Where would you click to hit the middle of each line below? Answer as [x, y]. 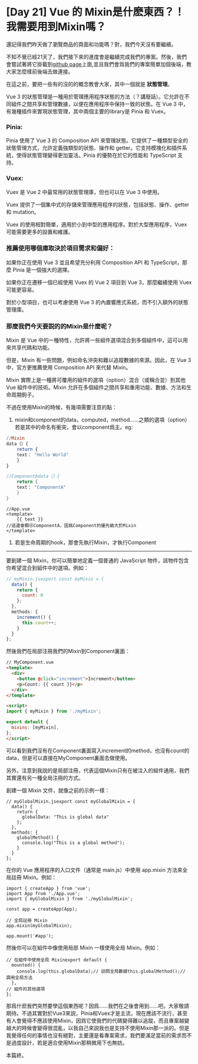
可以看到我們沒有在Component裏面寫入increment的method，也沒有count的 [98, 750]
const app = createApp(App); [42, 909]
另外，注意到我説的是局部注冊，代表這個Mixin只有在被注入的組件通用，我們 [98, 770]
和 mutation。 [23, 212]
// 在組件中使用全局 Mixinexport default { [57, 960]
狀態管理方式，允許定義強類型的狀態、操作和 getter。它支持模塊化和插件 [94, 148]
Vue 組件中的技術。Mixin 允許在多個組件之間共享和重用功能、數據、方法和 [96, 387]
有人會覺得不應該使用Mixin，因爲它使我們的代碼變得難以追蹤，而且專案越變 [98, 1020]
